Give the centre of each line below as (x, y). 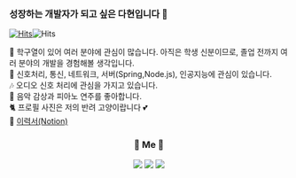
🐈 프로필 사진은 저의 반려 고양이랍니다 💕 (78, 107)
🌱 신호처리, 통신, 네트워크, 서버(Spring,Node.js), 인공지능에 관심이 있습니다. (140, 74)
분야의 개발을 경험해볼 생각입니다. (76, 63)
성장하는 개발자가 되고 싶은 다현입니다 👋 (89, 13)
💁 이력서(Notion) (39, 121)
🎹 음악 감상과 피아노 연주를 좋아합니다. (75, 97)
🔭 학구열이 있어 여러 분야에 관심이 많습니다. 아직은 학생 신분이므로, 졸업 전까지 (144, 52)
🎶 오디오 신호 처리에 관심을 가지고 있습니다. (83, 85)
